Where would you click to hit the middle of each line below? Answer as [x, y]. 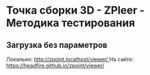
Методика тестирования [71, 23]
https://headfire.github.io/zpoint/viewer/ [55, 65]
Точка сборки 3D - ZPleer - [75, 10]
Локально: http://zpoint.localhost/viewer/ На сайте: [70, 59]
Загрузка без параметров [57, 45]
